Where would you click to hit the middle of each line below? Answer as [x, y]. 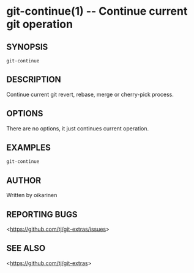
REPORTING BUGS [42, 215]
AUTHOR [24, 180]
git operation [40, 24]
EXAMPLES [28, 148]
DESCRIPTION [34, 80]
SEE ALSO [26, 248]
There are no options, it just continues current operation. [78, 128]
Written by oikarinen [32, 195]
